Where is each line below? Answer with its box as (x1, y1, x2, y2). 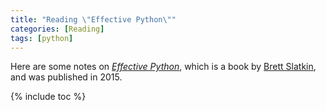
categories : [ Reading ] (10, 24, 105, 34)
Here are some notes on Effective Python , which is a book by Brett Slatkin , (10, 61, 317, 73)
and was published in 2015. (10, 71, 123, 83)
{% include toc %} (10, 91, 87, 103)
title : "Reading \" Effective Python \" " (10, 14, 177, 25)
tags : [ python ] (10, 33, 74, 43)
